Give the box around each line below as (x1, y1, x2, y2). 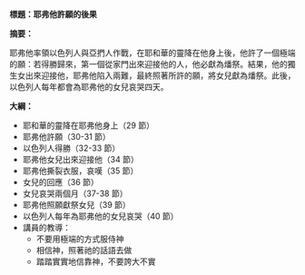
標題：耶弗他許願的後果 (9, 9, 97, 19)
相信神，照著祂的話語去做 (35, 245, 133, 255)
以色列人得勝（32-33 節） (22, 142, 121, 153)
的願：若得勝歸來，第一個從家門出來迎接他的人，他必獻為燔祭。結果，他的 (9, 59, 288, 69)
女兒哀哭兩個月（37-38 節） (22, 188, 128, 199)
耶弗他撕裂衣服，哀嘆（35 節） (22, 165, 139, 176)
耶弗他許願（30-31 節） (22, 132, 111, 142)
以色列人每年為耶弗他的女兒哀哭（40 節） (22, 211, 179, 221)
